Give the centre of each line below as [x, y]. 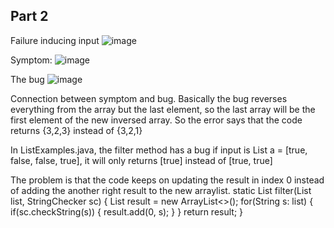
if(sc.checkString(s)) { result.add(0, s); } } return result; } [127, 211]
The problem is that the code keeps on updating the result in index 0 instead [167, 180]
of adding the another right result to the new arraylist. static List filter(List [161, 190]
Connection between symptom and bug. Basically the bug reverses [149, 98]
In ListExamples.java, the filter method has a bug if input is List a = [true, [159, 150]
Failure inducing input [55, 40]
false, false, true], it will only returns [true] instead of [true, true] [141, 160]
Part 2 [29, 16]
